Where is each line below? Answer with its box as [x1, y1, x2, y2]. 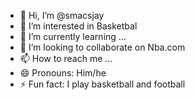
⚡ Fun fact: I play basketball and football [19, 78, 186, 90]
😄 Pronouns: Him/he [19, 67, 107, 79]
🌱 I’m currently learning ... [19, 31, 127, 42]
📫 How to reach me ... [19, 53, 113, 64]
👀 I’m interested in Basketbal [19, 20, 138, 32]
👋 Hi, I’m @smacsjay [19, 10, 105, 21]
